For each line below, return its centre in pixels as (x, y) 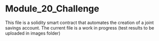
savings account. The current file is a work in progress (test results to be (80, 27)
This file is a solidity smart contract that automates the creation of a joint (79, 22)
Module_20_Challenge (52, 9)
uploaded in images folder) (33, 33)
